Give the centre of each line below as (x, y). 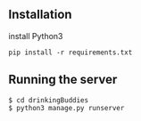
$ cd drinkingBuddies (49, 100)
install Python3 (36, 36)
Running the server (63, 80)
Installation (40, 15)
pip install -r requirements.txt (70, 52)
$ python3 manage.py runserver (66, 108)
